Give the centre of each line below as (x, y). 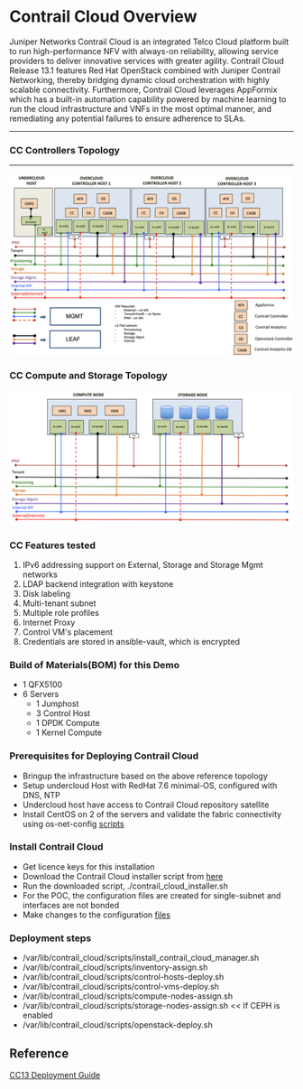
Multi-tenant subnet (59, 603)
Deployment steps (50, 938)
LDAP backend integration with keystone (98, 583)
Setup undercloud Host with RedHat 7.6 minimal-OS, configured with (150, 785)
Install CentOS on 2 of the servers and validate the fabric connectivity (152, 814)
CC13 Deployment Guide (55, 1075)
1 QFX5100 (42, 684)
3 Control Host (63, 713)
